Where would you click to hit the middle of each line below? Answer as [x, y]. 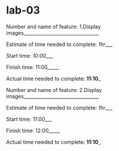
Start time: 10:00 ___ [30, 55]
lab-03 [23, 10]
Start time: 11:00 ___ [29, 119]
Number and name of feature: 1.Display [54, 27]
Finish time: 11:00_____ [33, 67]
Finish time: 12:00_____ [33, 130]
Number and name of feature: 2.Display [54, 90]
